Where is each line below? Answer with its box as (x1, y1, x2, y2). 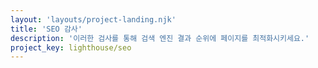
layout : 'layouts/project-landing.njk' (10, 14, 177, 25)
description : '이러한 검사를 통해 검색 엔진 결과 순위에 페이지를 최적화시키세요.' (10, 33, 310, 43)
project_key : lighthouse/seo (10, 42, 132, 53)
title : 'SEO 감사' (10, 24, 83, 34)
